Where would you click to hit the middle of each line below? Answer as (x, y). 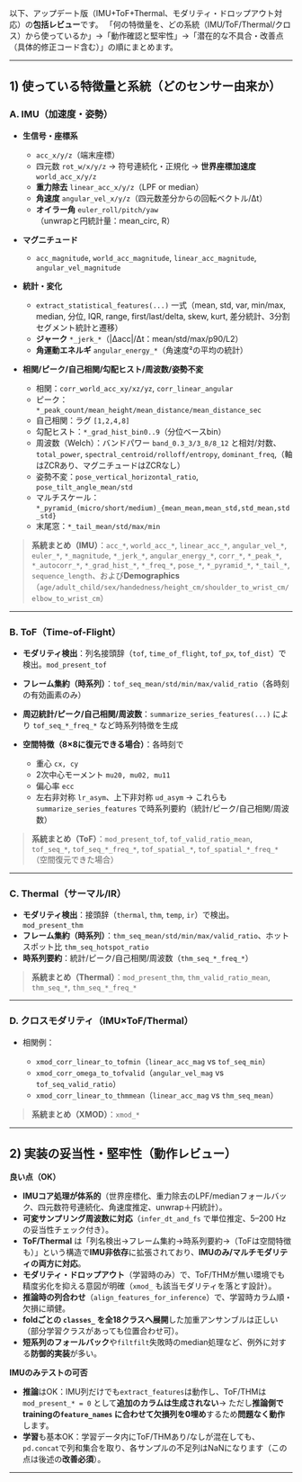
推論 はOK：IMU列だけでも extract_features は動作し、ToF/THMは (144, 1392)
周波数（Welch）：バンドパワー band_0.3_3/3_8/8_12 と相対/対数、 (158, 443)
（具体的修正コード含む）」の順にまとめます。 (93, 47)
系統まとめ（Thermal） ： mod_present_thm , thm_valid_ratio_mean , (151, 977)
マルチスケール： (67, 497)
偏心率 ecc (55, 786)
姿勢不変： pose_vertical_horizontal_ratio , (117, 476)
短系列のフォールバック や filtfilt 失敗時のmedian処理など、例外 (142, 1343)
